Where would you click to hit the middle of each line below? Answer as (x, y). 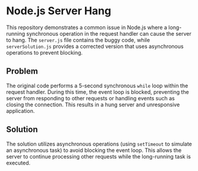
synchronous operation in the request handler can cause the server (109, 33)
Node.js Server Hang (59, 11)
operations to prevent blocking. (45, 52)
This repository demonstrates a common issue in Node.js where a (87, 27)
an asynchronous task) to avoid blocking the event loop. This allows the (94, 150)
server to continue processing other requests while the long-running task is (99, 156)
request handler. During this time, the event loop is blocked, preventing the (98, 92)
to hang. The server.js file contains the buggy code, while (78, 40)
